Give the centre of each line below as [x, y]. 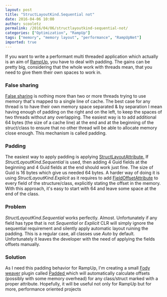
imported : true [21, 42]
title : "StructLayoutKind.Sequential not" [50, 14]
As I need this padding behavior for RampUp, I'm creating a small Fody [78, 268]
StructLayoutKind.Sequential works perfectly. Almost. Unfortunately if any [81, 218]
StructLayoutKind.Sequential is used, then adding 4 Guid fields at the [76, 162]
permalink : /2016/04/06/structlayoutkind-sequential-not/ [67, 28]
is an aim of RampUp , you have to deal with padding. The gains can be [78, 62]
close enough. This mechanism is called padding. [56, 133]
